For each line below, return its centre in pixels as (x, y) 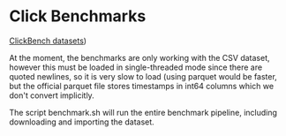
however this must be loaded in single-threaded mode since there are (136, 67)
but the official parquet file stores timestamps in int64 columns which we (142, 86)
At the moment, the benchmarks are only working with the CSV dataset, (140, 57)
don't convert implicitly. (52, 95)
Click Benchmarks (78, 16)
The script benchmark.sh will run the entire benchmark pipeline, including (143, 112)
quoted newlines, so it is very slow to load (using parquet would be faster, (143, 76)
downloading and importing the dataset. (82, 122)
